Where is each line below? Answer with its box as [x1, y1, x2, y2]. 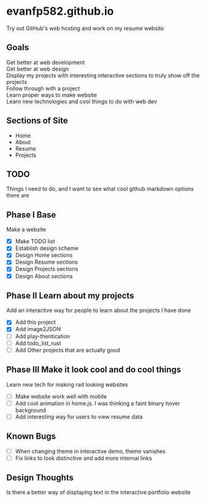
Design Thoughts [6, 473, 74, 483]
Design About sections [15, 272, 73, 280]
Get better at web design [6, 65, 69, 72]
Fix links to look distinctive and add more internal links [15, 454, 152, 462]
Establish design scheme [15, 245, 78, 252]
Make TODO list [15, 238, 55, 245]
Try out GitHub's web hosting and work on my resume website [6, 25, 164, 32]
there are [6, 192, 29, 199]
